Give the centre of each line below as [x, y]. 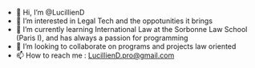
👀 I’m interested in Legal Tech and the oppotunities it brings [114, 21]
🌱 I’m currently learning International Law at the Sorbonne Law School [132, 29]
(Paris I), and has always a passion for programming [102, 38]
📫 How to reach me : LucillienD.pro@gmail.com [95, 55]
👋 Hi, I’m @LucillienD [50, 12]
